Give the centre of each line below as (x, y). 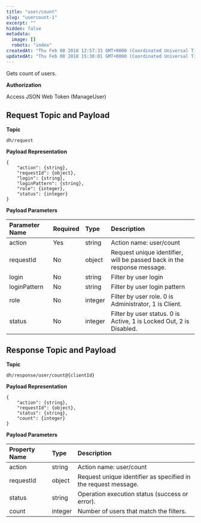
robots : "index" (32, 45)
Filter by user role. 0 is (142, 297)
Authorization (24, 85)
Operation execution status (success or (133, 494)
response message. (138, 267)
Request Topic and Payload (58, 115)
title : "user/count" (32, 12)
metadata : (19, 34)
